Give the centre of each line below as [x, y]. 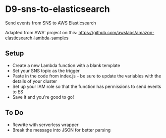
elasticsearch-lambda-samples [37, 38]
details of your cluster [35, 81]
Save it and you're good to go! [43, 97]
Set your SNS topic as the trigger [46, 70]
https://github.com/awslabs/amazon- [116, 32]
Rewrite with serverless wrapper [45, 125]
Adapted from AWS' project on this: [41, 32]
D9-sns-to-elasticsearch [57, 9]
